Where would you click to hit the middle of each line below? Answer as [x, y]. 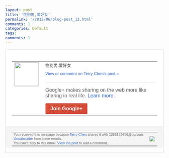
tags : [11, 33]
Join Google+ [66, 108]
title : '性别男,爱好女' [28, 15]
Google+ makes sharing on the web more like [96, 90]
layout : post [19, 10]
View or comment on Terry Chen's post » [82, 73]
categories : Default [27, 29]
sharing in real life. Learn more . [80, 96]
